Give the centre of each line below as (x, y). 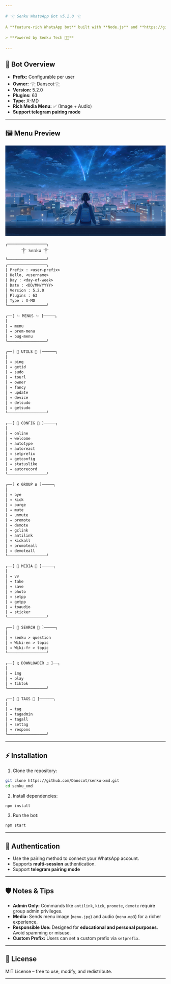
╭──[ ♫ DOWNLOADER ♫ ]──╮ (33, 663)
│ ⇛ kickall (18, 541)
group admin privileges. (37, 911)
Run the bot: (25, 815)
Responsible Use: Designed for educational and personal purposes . (85, 927)
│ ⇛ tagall (17, 719)
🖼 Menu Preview (33, 134)
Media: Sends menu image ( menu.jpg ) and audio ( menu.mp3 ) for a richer (87, 916)
